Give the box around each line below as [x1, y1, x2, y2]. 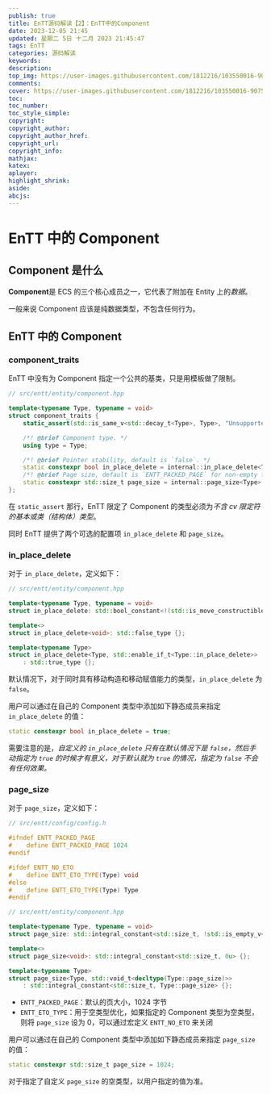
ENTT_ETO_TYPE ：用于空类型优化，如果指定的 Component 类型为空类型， [19, 1008, 259, 1017]
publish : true [8, 11, 56, 20]
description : [8, 65, 52, 73]
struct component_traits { [8, 412, 99, 420]
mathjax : [8, 154, 38, 162]
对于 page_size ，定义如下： [8, 804, 100, 813]
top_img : [8, 72, 38, 80]
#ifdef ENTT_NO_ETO [8, 863, 74, 871]
